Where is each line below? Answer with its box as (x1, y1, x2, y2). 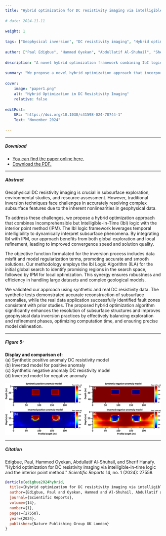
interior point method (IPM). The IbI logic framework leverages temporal (5, 225, 152, 231)
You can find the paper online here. (12, 156, 84, 162)
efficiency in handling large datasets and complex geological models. (5, 277, 146, 283)
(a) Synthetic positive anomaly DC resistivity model (5, 357, 109, 363)
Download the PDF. (12, 161, 52, 167)
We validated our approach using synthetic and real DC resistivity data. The (5, 286, 159, 292)
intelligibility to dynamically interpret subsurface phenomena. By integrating (5, 230, 159, 236)
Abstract (5, 177, 24, 183)
